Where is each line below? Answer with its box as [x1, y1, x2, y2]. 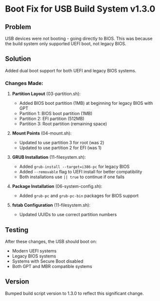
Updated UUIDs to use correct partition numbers [19, 212, 117, 217]
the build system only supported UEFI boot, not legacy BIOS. [5, 41, 126, 47]
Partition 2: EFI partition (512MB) [19, 116, 85, 122]
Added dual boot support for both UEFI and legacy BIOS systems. [5, 67, 137, 73]
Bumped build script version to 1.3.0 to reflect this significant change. [5, 290, 144, 296]
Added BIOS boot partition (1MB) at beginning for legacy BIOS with [19, 100, 153, 106]
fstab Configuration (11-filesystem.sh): [12, 202, 91, 208]
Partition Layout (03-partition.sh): [12, 91, 81, 97]
